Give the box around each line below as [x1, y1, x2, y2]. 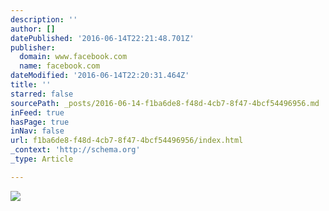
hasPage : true [10, 117, 70, 127]
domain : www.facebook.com [19, 52, 128, 62]
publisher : [10, 42, 56, 53]
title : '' [10, 80, 52, 90]
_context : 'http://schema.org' [10, 145, 141, 155]
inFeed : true [10, 107, 65, 118]
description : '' [10, 14, 78, 25]
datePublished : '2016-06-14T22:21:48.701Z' [10, 33, 195, 43]
